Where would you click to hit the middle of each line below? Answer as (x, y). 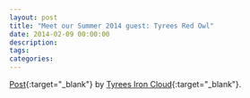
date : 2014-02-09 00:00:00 (60, 34)
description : (34, 42)
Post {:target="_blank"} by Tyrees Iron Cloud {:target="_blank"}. (125, 84)
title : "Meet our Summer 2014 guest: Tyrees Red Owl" (112, 26)
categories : (31, 59)
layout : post (34, 17)
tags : (19, 51)
